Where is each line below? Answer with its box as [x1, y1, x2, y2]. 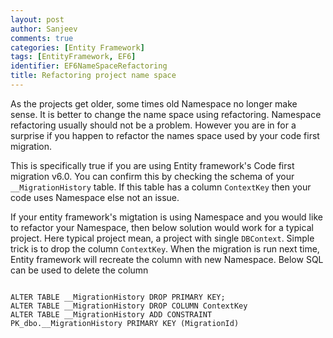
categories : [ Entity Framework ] [10, 42, 145, 53]
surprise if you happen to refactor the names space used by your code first [10, 129, 320, 141]
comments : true [10, 33, 74, 43]
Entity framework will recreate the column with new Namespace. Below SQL [10, 253, 324, 265]
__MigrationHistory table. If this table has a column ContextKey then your [10, 181, 312, 193]
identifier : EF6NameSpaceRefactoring [10, 61, 168, 71]
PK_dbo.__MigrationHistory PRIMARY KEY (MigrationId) [10, 318, 240, 328]
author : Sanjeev [10, 24, 78, 34]
